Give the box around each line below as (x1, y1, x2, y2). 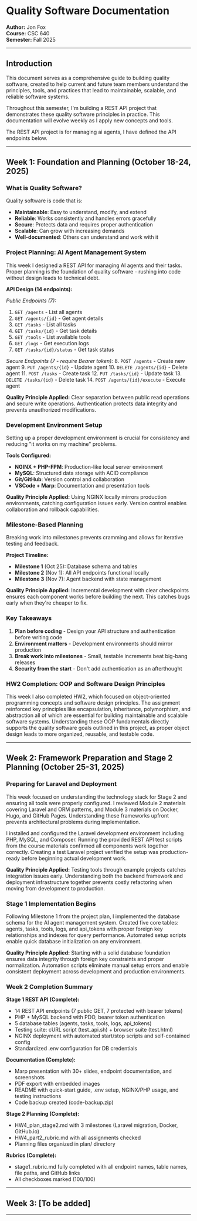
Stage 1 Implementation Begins (6, 899, 96, 908)
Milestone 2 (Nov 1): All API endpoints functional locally (14, 569, 150, 576)
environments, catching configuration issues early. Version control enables (6, 500, 187, 507)
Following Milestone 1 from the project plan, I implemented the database (6, 913, 180, 920)
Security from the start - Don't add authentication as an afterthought (14, 665, 183, 672)
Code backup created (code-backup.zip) (14, 1099, 114, 1106)
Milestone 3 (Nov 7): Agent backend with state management (14, 575, 161, 583)
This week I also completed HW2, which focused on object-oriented (6, 693, 171, 700)
